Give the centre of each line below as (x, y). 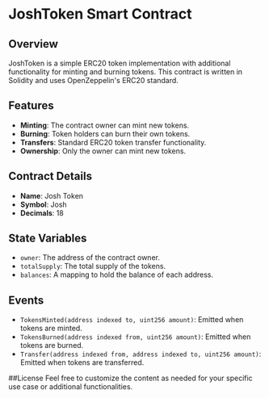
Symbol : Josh (43, 204)
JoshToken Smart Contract (100, 14)
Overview (34, 44)
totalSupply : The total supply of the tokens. (93, 266)
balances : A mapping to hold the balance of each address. (117, 274)
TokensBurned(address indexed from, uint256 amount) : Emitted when (135, 337)
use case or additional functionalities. (71, 387)
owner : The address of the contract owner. (90, 258)
